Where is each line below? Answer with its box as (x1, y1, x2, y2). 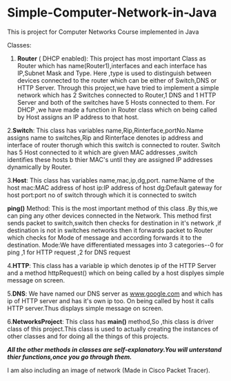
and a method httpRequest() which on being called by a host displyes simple (7, 269, 225, 277)
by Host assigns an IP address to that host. (17, 112, 139, 121)
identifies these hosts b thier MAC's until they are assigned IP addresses (7, 155, 213, 163)
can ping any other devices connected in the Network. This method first (7, 212, 212, 220)
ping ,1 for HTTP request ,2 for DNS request (7, 248, 131, 256)
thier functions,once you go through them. (7, 353, 132, 361)
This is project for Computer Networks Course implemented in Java (7, 28, 199, 36)
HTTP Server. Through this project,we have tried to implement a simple (17, 83, 219, 92)
